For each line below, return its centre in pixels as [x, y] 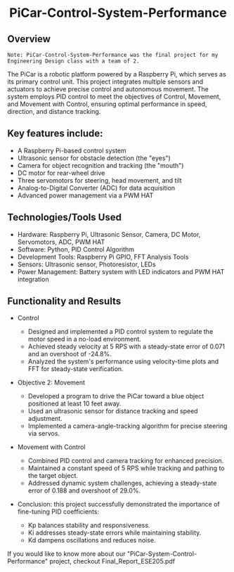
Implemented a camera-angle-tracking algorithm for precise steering [128, 426]
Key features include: [55, 134]
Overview [29, 39]
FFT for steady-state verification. [76, 369]
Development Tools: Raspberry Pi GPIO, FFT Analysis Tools [103, 256]
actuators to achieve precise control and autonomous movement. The [108, 89]
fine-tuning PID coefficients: [58, 512]
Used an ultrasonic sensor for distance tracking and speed [113, 411]
